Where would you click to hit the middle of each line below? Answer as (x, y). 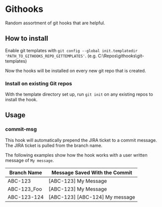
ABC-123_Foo (25, 189)
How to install (27, 38)
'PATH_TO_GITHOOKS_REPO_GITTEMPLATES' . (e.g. (51, 56)
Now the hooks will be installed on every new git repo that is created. (76, 70)
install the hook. (22, 100)
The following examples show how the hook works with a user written (76, 155)
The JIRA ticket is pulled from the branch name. (54, 145)
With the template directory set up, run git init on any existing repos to (79, 94)
